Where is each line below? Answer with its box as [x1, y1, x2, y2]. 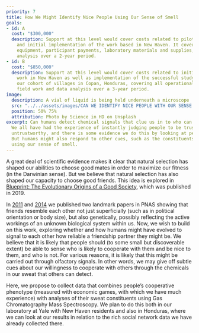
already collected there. [6, 319, 64, 327]
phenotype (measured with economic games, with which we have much [6, 288, 182, 295]
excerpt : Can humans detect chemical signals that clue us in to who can [6, 120, 192, 125]
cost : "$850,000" [11, 64, 54, 70]
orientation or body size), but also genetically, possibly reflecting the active [6, 213, 190, 221]
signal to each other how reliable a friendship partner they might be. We [6, 233, 182, 240]
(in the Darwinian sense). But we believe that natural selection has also [6, 170, 179, 177]
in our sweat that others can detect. [6, 270, 94, 277]
